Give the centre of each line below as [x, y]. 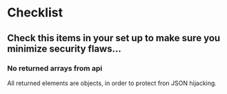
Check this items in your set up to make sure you [114, 38]
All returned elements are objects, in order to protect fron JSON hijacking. [112, 83]
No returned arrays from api [55, 68]
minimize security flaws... [65, 48]
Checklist [35, 13]
